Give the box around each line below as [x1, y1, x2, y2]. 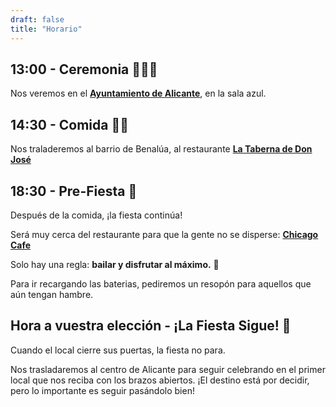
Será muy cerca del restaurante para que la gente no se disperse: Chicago [10, 228, 319, 240]
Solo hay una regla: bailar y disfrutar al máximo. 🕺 [10, 258, 220, 270]
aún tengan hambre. [10, 288, 94, 300]
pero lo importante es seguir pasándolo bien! [10, 384, 195, 396]
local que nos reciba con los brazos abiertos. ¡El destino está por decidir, [10, 374, 310, 386]
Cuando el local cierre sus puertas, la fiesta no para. [10, 344, 226, 356]
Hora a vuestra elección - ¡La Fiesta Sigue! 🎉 [10, 317, 292, 335]
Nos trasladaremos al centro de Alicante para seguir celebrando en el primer [10, 363, 326, 375]
